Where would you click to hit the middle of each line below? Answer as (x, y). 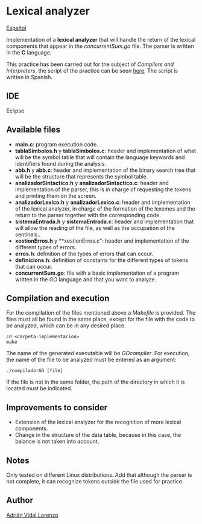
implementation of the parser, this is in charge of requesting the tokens (103, 189)
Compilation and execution (58, 298)
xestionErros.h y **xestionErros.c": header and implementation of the (102, 241)
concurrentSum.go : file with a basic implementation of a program (97, 273)
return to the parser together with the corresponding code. (88, 215)
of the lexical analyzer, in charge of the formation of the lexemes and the (105, 208)
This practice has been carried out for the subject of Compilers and (90, 64)
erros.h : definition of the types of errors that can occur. (84, 254)
